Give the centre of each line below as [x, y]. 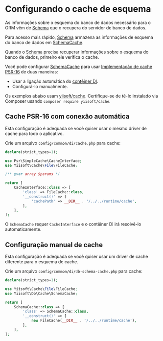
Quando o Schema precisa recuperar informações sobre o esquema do [77, 52]
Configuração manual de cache [54, 245]
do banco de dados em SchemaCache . [44, 42]
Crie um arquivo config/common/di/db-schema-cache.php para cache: [74, 271]
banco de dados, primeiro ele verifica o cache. [52, 57]
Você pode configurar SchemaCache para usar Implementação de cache [79, 67]
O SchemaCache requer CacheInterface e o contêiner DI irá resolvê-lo [73, 224]
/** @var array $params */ [33, 174]
